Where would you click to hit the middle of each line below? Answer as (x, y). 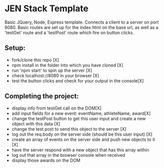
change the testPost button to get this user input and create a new (79, 118)
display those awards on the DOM (46, 160)
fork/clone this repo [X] (35, 60)
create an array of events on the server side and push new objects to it (83, 139)
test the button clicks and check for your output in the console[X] (78, 81)
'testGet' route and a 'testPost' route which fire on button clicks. (69, 32)
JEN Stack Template (47, 9)
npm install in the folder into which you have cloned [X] (68, 65)
